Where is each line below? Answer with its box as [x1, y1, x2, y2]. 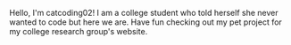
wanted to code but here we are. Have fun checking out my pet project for [9, 17, 283, 27]
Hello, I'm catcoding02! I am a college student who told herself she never [9, 8, 279, 18]
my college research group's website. [9, 26, 148, 36]
